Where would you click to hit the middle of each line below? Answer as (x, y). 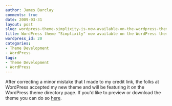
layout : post (19, 24)
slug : (11, 29)
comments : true (21, 15)
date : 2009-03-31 (24, 19)
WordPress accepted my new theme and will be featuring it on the (75, 87)
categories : (18, 44)
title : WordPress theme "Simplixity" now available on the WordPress (81, 34)
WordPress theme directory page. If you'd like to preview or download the (83, 93)
